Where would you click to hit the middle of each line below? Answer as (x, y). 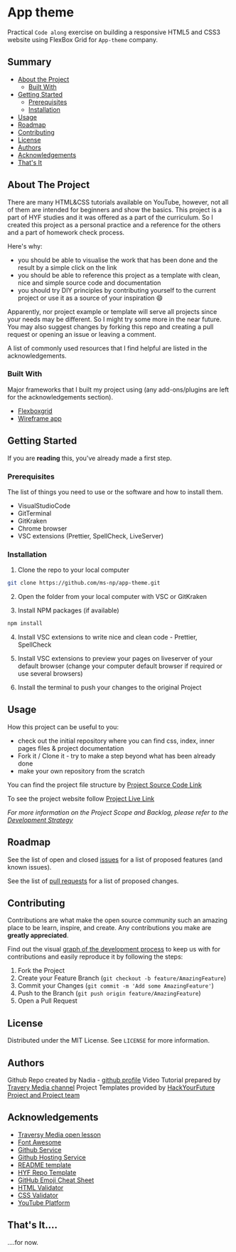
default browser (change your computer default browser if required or (120, 666)
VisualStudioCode (44, 506)
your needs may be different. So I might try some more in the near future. (114, 319)
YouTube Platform (44, 1203)
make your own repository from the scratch (81, 771)
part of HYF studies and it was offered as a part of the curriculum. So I (110, 217)
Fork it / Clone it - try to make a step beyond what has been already (116, 756)
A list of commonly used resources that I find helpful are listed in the (107, 348)
